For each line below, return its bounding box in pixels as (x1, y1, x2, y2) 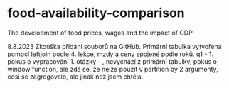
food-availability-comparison (7, 5, 185, 21)
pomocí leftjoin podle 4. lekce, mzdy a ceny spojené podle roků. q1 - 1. (7, 50, 213, 58)
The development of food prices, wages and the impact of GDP (7, 28, 193, 37)
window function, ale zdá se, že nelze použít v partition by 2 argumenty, (7, 65, 218, 73)
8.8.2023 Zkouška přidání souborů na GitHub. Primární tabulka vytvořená (7, 42, 222, 50)
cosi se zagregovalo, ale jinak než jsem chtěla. (7, 72, 144, 81)
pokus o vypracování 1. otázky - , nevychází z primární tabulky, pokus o (7, 57, 217, 65)
